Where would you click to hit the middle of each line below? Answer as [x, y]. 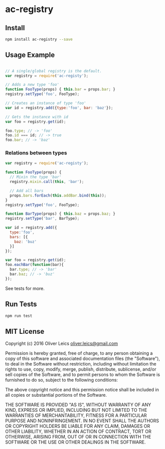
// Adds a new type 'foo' [32, 85]
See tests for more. [25, 288]
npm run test [19, 316]
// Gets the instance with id [37, 117]
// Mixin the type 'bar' [36, 177]
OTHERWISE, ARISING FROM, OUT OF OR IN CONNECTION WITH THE [78, 437]
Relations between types [36, 153]
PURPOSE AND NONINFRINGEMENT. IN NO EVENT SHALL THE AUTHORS [82, 421]
